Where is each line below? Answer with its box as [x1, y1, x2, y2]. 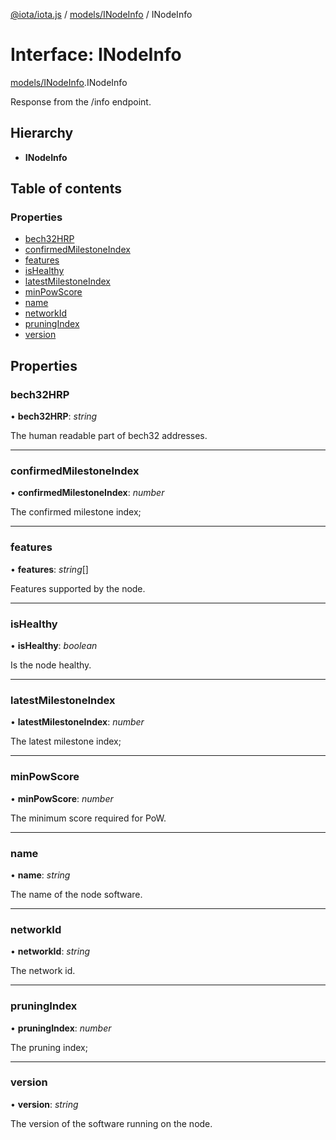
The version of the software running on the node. [10, 1117, 213, 1129]
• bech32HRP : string [10, 410, 98, 423]
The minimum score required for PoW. [10, 812, 167, 824]
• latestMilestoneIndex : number [10, 716, 145, 728]
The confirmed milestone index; [10, 506, 142, 518]
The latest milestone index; [10, 735, 122, 748]
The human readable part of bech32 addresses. [10, 430, 208, 442]
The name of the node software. [10, 888, 143, 900]
